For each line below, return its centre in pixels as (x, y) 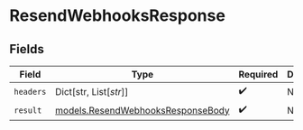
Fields (27, 49)
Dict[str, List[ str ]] (92, 91)
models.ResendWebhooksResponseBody (142, 110)
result (28, 110)
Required (258, 74)
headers (30, 92)
